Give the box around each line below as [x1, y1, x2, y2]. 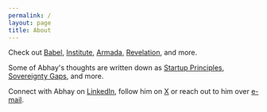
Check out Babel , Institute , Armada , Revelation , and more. [8, 48, 198, 58]
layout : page [8, 19, 52, 27]
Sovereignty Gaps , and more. [8, 72, 104, 81]
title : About [8, 26, 52, 34]
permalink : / [8, 11, 52, 20]
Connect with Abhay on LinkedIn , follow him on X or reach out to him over [8, 87, 250, 96]
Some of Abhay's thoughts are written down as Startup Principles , [8, 63, 225, 73]
